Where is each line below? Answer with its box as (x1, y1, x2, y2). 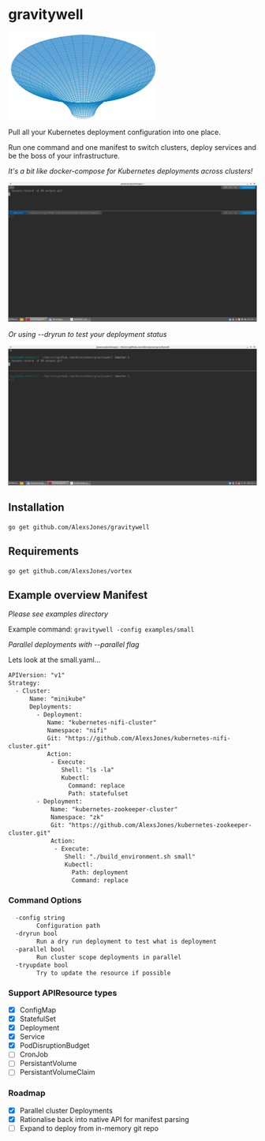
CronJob (19, 1049, 49, 1059)
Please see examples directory (8, 609, 109, 619)
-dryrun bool (15, 930, 58, 937)
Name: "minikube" (28, 695, 87, 703)
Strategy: (8, 679, 41, 687)
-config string (15, 914, 65, 922)
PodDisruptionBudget (19, 1041, 90, 1050)
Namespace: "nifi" (47, 727, 108, 735)
